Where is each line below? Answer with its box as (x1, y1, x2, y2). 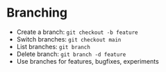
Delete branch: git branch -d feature (16, 50, 126, 58)
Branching (6, 5, 67, 21)
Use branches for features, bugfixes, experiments (16, 57, 159, 65)
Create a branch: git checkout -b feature (16, 28, 138, 36)
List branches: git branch (16, 42, 91, 51)
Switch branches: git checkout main (16, 35, 122, 43)
